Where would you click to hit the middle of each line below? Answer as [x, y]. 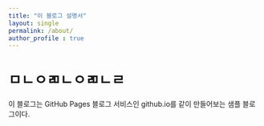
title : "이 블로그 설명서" [47, 16]
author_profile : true [46, 38]
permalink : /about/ [41, 30]
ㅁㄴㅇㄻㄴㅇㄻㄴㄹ [67, 80]
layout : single [34, 23]
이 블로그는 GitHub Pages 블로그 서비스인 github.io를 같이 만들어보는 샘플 [124, 104]
